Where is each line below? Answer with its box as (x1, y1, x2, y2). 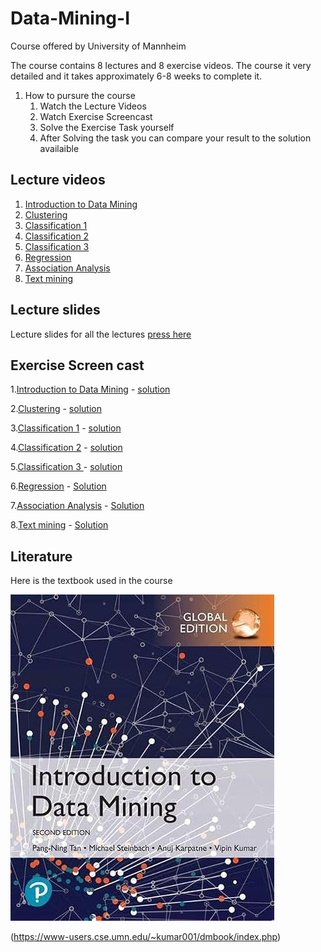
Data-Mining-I (10, 7, 130, 30)
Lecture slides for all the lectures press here (10, 328, 192, 340)
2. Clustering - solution (10, 403, 102, 415)
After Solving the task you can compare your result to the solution (39, 132, 312, 144)
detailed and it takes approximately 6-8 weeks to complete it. (10, 70, 263, 82)
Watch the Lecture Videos (39, 100, 147, 112)
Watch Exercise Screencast (39, 110, 153, 122)
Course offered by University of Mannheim (10, 40, 187, 52)
